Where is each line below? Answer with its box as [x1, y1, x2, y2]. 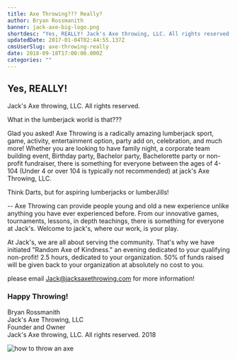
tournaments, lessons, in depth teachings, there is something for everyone [7, 217, 224, 225]
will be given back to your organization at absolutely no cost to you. [7, 260, 204, 269]
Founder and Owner [7, 323, 66, 331]
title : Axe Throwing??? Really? [7, 10, 103, 18]
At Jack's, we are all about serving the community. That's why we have [7, 238, 215, 246]
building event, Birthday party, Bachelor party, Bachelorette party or [7, 152, 205, 160]
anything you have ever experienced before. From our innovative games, [7, 209, 219, 217]
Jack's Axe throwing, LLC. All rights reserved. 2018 [7, 330, 156, 338]
